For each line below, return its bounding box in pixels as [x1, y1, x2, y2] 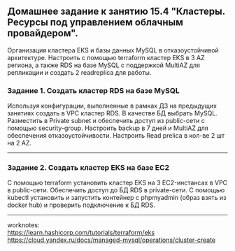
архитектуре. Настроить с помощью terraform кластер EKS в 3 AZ [7, 53, 205, 62]
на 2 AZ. [7, 139, 32, 148]
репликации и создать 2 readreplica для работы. [7, 68, 152, 76]
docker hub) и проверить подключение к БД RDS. [7, 201, 156, 209]
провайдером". [7, 27, 78, 39]
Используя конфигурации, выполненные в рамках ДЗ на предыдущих [7, 101, 217, 110]
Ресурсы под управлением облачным [7, 17, 183, 29]
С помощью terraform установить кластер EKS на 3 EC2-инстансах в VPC [7, 178, 228, 187]
